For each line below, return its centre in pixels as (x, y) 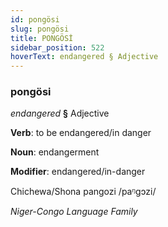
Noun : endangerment (55, 152)
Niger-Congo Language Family (74, 212)
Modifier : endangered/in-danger (78, 172)
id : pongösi (35, 19)
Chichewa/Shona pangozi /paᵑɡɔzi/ (83, 192)
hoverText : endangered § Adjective (84, 57)
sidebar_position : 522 (57, 47)
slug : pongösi (40, 29)
